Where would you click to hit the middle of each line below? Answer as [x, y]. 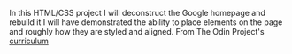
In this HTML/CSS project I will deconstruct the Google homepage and [137, 13]
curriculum [29, 41]
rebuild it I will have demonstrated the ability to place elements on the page [146, 22]
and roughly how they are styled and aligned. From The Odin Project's [137, 31]
